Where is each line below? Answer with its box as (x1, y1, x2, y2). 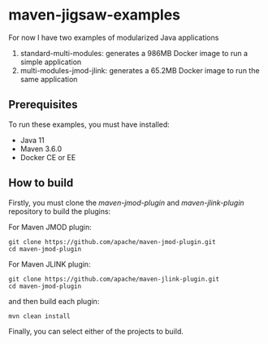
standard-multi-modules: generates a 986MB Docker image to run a (19, 48, 249, 58)
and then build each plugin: (8, 296, 100, 306)
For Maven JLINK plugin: (8, 259, 91, 269)
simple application (19, 57, 82, 67)
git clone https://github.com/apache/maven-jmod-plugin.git (8, 237, 217, 246)
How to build (8, 176, 74, 190)
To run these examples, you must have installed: (8, 120, 171, 129)
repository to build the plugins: (8, 206, 111, 216)
